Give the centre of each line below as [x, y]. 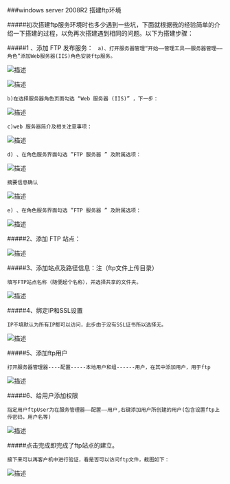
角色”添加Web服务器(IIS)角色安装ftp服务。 [61, 56]
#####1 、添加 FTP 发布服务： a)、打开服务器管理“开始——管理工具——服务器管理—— [115, 48]
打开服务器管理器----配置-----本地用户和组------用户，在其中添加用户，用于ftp [109, 367]
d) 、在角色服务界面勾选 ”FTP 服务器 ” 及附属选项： [74, 155]
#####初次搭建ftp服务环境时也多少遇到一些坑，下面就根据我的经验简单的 [111, 25]
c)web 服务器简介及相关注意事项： [50, 126]
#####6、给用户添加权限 [43, 395]
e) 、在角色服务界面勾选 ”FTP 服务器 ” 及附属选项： [74, 210]
